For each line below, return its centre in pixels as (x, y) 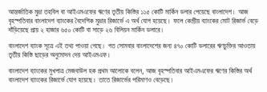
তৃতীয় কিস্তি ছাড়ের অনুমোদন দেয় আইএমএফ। (60, 54)
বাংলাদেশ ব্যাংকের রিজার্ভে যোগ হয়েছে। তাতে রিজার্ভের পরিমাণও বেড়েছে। (91, 80)
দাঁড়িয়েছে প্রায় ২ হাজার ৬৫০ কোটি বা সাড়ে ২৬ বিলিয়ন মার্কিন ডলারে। (87, 30)
